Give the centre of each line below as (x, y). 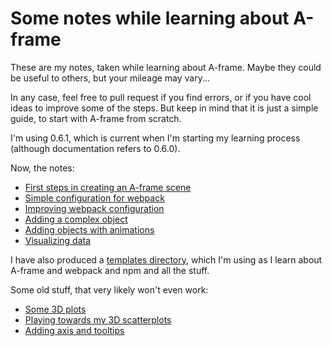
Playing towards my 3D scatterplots (98, 319)
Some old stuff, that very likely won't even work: (109, 289)
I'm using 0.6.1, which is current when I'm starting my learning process (155, 138)
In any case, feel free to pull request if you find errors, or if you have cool (161, 97)
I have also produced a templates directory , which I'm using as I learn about (166, 259)
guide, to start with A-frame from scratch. (96, 118)
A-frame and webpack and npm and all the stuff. (110, 270)
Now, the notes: (42, 168)
